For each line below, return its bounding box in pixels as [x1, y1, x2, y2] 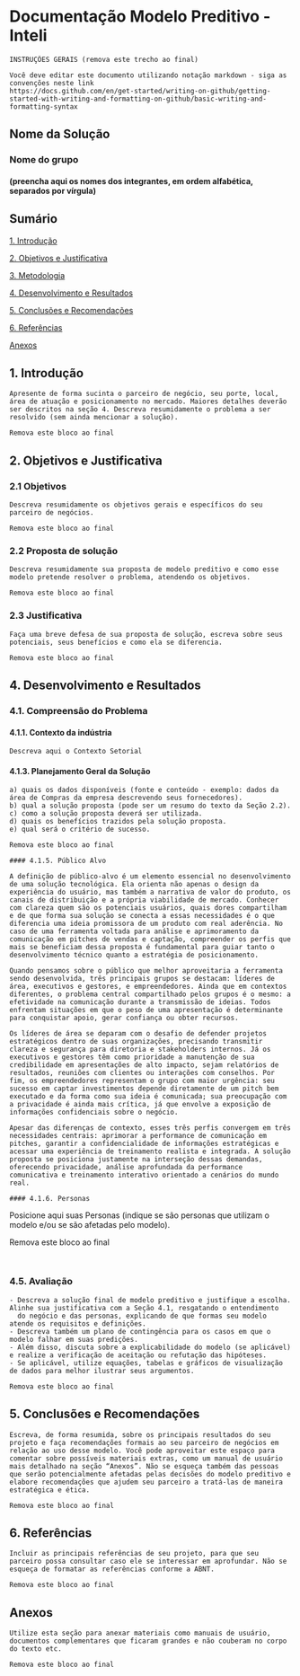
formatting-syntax [9, 101, 78, 111]
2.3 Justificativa [9, 609, 83, 622]
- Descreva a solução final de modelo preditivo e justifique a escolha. [9, 1295, 292, 1304]
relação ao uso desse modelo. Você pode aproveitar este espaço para [9, 1446, 276, 1455]
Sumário [9, 211, 58, 226]
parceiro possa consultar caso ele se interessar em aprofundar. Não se [9, 1557, 287, 1566]
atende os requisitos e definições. [9, 1319, 146, 1328]
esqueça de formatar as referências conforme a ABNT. [9, 1565, 216, 1574]
